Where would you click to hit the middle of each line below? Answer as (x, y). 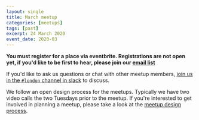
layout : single (25, 12)
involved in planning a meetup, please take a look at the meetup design (94, 104)
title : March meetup (32, 17)
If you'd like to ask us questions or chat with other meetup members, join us (99, 74)
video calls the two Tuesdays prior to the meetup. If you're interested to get (99, 98)
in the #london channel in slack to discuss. (58, 80)
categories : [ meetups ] (34, 23)
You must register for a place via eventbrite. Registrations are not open (96, 56)
